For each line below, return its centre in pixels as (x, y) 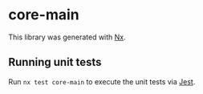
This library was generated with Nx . (67, 37)
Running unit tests (55, 62)
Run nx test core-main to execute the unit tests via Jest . (102, 81)
